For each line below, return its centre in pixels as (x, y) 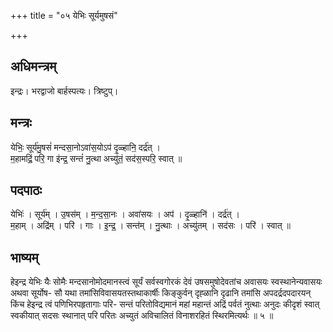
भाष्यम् (24, 257)
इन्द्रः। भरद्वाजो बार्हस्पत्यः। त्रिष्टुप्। (64, 91)
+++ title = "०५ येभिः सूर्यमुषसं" (64, 15)
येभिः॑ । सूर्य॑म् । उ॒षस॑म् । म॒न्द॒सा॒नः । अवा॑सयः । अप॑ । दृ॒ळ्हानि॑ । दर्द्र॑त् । (125, 214)
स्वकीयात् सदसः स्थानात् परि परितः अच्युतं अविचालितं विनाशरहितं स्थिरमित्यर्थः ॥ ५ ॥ (142, 316)
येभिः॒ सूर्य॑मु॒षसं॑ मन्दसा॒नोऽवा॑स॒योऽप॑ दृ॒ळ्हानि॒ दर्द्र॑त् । (86, 147)
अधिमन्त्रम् (33, 66)
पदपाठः (26, 190)
